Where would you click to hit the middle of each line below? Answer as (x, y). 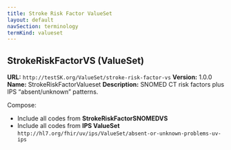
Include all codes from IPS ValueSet (68, 126)
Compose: (22, 105)
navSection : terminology (43, 26)
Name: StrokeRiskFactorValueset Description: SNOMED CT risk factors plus (116, 85)
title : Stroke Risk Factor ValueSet (60, 13)
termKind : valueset (35, 33)
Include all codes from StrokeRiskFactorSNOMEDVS (92, 118)
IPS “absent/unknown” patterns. (53, 92)
